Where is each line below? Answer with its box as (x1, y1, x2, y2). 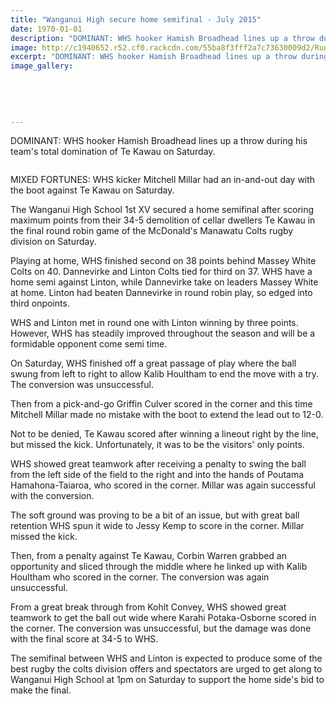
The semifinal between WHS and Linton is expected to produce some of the (10, 652, 323, 665)
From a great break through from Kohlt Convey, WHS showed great (10, 601, 287, 613)
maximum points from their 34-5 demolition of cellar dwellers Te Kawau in (10, 214, 316, 226)
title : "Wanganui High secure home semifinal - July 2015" (10, 14, 262, 25)
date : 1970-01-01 (10, 24, 83, 34)
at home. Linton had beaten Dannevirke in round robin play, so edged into (10, 287, 313, 299)
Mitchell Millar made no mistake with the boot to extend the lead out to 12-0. (10, 409, 324, 421)
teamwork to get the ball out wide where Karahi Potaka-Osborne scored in (10, 612, 317, 624)
